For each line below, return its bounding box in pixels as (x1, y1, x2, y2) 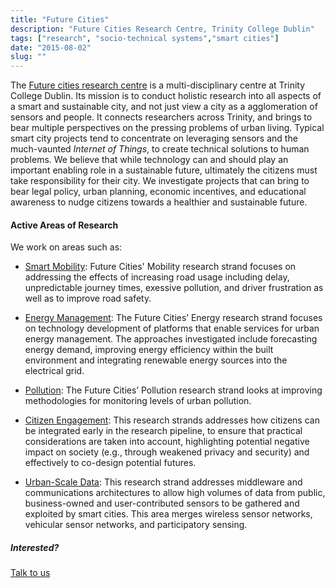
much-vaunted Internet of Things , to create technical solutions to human (10, 143, 310, 155)
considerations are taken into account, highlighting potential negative (24, 436, 310, 448)
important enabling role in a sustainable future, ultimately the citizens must (10, 164, 318, 176)
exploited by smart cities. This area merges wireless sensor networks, (24, 508, 313, 520)
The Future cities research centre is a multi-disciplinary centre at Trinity (10, 79, 306, 91)
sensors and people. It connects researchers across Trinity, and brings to (10, 111, 313, 123)
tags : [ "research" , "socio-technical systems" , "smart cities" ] (10, 33, 280, 43)
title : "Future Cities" (10, 14, 110, 25)
